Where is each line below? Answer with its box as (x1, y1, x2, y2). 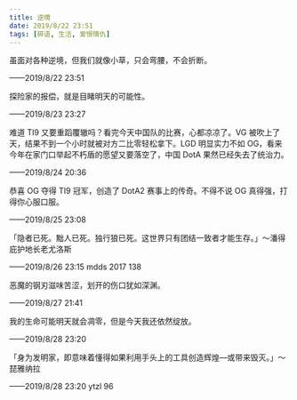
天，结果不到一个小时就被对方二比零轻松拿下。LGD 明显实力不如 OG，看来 (9, 139, 283, 149)
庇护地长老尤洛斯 (9, 244, 72, 254)
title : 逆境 (9, 12, 51, 22)
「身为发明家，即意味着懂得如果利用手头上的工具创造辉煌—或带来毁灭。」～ (9, 352, 286, 363)
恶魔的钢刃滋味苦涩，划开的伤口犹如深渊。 (9, 280, 165, 291)
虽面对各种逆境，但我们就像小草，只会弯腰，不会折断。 (9, 55, 212, 66)
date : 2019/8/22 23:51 (9, 21, 93, 30)
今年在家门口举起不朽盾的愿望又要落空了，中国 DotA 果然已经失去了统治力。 (9, 149, 289, 160)
